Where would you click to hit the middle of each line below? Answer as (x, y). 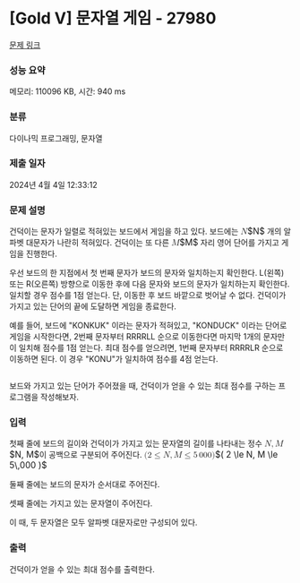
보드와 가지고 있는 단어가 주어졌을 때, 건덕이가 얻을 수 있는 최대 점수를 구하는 (143, 386)
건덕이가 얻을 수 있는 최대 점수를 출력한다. (82, 569)
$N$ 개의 (265, 231)
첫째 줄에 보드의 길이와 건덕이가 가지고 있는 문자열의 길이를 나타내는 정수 (136, 443)
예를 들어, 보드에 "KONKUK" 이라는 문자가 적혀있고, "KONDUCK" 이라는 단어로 (148, 326)
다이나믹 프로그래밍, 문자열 (56, 138)
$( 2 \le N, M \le (246, 455)
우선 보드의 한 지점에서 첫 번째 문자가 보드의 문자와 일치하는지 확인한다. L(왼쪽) (147, 273)
